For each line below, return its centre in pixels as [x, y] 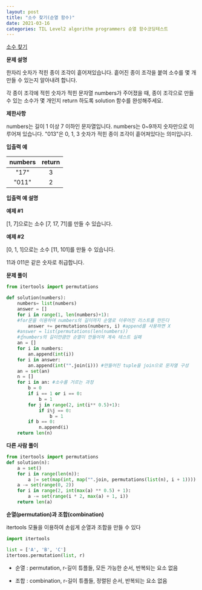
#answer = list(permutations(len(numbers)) [73, 332]
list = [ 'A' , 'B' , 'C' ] [36, 549]
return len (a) [35, 502]
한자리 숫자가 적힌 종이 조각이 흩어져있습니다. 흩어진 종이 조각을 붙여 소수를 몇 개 [101, 73]
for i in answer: [39, 360]
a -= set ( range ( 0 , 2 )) [46, 485]
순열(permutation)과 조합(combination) [55, 514]
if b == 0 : [42, 422]
